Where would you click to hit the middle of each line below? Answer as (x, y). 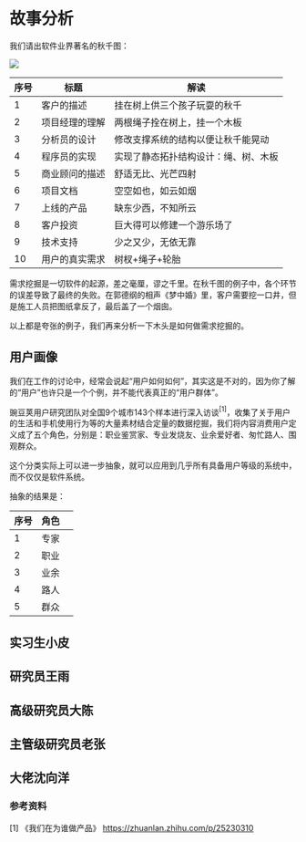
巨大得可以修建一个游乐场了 (174, 224)
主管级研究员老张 (57, 744)
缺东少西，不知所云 (156, 208)
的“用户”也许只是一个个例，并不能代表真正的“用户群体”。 (116, 392)
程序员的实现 (69, 156)
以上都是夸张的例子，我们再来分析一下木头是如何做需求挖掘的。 (129, 326)
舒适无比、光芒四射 (156, 173)
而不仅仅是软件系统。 (49, 477)
